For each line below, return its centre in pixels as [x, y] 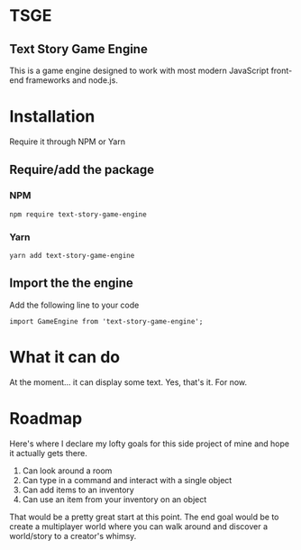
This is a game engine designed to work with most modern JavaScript [139, 70]
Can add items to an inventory [78, 490]
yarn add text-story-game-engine [72, 255]
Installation [52, 117]
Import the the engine [71, 284]
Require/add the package [82, 170]
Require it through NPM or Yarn [68, 142]
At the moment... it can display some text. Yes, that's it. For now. [128, 382]
